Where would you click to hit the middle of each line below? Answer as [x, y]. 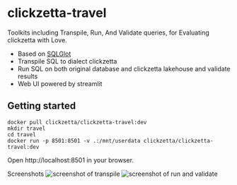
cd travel [22, 135]
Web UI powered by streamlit [60, 83]
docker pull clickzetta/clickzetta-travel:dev [77, 122]
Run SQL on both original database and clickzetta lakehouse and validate [124, 68]
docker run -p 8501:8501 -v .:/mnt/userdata [74, 141]
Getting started [42, 106]
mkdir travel [27, 129]
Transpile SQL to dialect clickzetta [67, 61]
